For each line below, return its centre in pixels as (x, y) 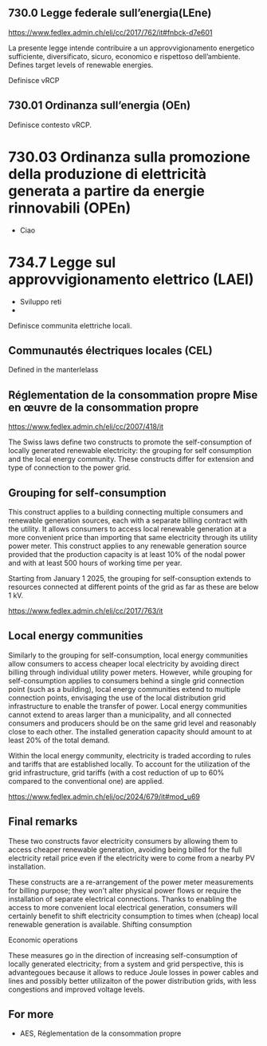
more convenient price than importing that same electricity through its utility (133, 537)
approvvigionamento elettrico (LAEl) (131, 279)
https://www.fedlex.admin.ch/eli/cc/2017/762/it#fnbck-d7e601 (110, 32)
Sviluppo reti (41, 301)
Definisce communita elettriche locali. (70, 325)
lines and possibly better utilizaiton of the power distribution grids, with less (132, 980)
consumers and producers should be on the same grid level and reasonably (132, 723)
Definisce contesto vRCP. (50, 125)
